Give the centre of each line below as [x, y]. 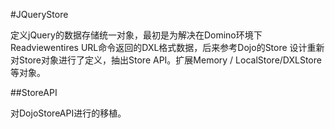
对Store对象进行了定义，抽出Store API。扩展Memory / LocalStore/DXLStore [166, 60]
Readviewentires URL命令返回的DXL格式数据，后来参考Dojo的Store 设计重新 [167, 47]
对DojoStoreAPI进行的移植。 [68, 113]
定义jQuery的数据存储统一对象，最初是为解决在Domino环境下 [136, 35]
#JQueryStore [39, 14]
